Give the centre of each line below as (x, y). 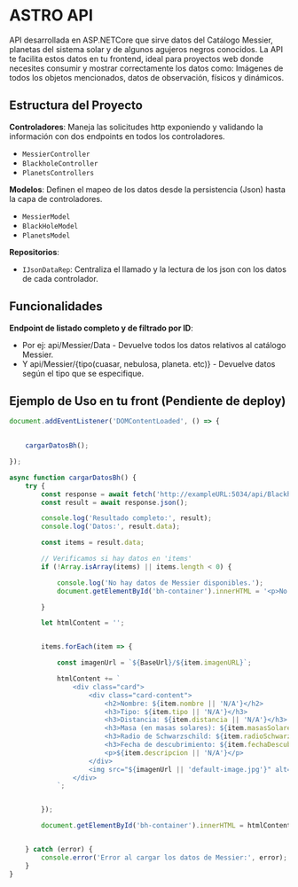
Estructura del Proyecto (76, 106)
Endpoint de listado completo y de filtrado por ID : (101, 328)
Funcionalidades (56, 307)
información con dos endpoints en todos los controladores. (117, 136)
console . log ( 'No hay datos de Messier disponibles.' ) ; (160, 583)
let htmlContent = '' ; (83, 623)
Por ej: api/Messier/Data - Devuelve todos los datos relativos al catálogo (154, 345)
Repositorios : (35, 252)
